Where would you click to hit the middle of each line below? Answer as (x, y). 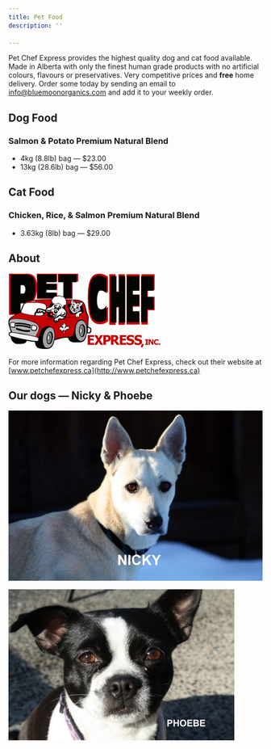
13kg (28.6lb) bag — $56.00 (67, 167)
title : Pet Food (35, 17)
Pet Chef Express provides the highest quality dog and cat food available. (130, 58)
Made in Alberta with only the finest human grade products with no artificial (134, 67)
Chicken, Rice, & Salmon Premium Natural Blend (104, 216)
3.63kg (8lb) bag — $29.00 (65, 233)
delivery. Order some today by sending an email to (92, 84)
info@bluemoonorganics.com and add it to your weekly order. (111, 92)
